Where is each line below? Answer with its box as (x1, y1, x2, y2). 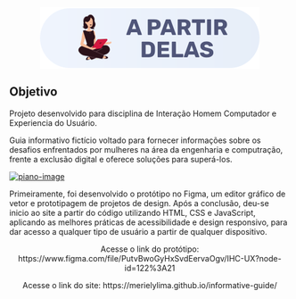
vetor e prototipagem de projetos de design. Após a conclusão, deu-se (9, 197, 269, 208)
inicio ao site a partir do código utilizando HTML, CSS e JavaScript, (9, 207, 256, 218)
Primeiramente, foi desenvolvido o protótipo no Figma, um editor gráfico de (9, 188, 286, 199)
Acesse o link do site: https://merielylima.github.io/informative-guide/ (21, 279, 278, 290)
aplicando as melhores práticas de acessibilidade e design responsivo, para (9, 217, 288, 228)
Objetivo (9, 84, 58, 100)
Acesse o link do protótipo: (100, 244, 200, 254)
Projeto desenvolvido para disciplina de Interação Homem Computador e (9, 108, 277, 119)
